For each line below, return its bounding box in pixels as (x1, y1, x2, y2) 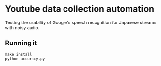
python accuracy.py (5, 56, 45, 61)
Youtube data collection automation (5, 3, 154, 15)
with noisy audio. (5, 24, 40, 30)
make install (5, 52, 32, 57)
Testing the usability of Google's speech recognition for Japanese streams (5, 20, 157, 25)
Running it (5, 39, 37, 47)
